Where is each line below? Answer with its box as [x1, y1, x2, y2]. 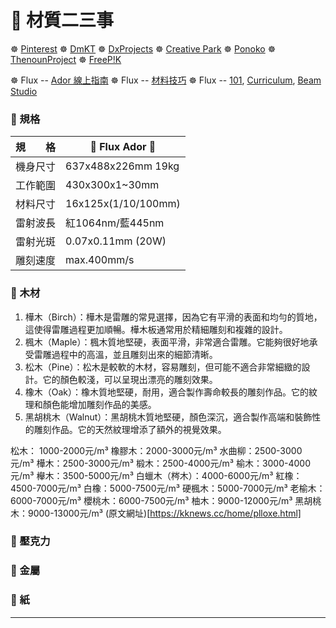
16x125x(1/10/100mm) [65, 197, 181, 211]
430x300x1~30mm [65, 178, 160, 192]
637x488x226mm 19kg [65, 159, 180, 173]
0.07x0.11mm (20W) [65, 234, 167, 248]
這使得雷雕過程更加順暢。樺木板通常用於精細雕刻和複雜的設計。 [24, 323, 288, 335]
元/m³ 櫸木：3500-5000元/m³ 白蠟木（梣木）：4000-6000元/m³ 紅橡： [10, 469, 303, 481]
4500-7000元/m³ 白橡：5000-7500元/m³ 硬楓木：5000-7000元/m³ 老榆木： [10, 482, 326, 494]
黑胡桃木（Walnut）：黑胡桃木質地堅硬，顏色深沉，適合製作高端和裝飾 [24, 411, 313, 423]
